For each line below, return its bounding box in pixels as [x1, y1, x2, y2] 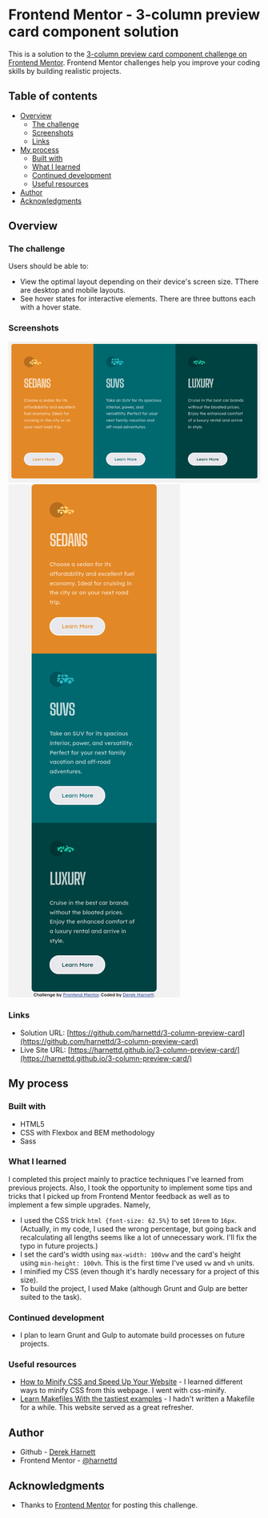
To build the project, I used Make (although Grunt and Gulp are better [19, 1283, 248, 1293]
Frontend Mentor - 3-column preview [8, 6, 261, 24]
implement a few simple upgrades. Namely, [8, 1200, 151, 1209]
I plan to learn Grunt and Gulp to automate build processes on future [19, 1330, 246, 1340]
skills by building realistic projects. [8, 66, 122, 75]
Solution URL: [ [19, 1028, 70, 1038]
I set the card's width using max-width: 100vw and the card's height [19, 1249, 242, 1259]
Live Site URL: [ [19, 1045, 71, 1055]
